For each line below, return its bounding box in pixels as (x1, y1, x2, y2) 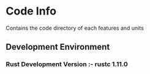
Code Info (6, 4, 56, 18)
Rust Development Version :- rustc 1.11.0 (6, 60, 128, 69)
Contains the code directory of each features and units (6, 24, 144, 32)
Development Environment (6, 42, 110, 52)
